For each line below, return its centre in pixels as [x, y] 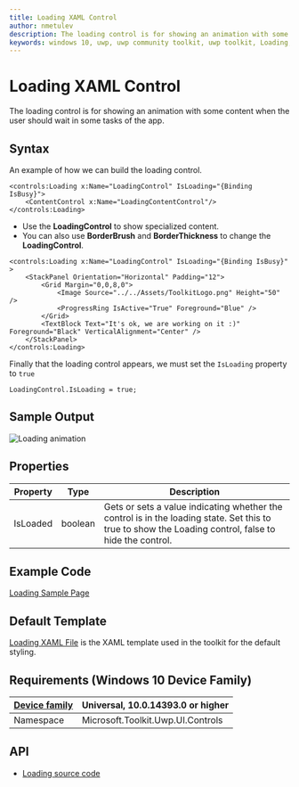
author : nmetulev [41, 26]
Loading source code [61, 773]
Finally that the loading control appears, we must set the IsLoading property [148, 364]
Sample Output [52, 417]
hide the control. [138, 540]
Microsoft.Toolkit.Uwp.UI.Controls [152, 720]
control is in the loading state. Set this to [187, 518]
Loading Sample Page [49, 593]
